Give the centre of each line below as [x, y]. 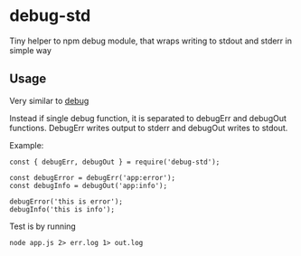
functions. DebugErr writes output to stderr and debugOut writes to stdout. [149, 128]
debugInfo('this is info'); [62, 209]
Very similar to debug [49, 100]
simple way [31, 50]
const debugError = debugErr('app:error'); [93, 177]
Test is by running [43, 226]
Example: [27, 145]
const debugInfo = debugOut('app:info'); [89, 185]
